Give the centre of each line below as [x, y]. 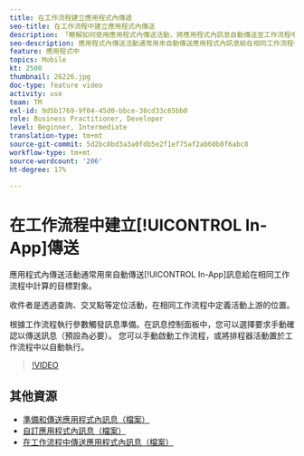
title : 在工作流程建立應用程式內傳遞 [71, 18]
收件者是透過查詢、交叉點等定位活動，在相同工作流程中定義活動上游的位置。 [152, 306]
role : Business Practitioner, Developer [87, 119]
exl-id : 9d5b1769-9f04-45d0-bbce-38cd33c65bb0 [99, 111]
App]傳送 [44, 248]
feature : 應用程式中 [44, 52]
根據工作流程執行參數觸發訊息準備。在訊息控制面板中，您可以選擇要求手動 [148, 325]
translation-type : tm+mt [56, 136]
